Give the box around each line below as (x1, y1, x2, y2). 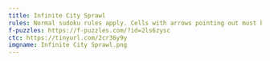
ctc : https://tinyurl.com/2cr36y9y (8, 33, 128, 42)
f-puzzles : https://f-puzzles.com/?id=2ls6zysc (8, 26, 171, 34)
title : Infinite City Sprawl (8, 11, 106, 20)
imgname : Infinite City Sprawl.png (8, 41, 128, 49)
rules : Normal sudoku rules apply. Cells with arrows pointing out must (8, 19, 257, 27)
